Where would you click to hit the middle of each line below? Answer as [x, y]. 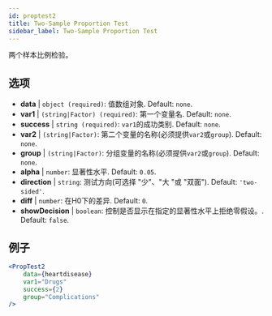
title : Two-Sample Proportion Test [69, 23]
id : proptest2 [32, 16]
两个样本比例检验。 [41, 55]
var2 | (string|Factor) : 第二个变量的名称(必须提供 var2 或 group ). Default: [141, 135]
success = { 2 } [43, 289]
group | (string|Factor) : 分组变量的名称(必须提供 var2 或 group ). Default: [140, 153]
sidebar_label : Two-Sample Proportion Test [83, 31]
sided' [31, 192]
